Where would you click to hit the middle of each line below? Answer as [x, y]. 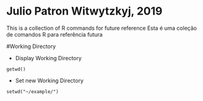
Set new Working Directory [49, 80]
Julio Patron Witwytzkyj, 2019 [84, 11]
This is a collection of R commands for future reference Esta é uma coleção [102, 28]
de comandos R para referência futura [55, 34]
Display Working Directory [48, 58]
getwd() [16, 69]
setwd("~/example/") [33, 92]
